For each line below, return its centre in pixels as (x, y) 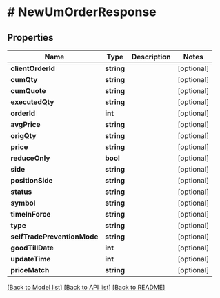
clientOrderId (33, 68)
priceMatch (30, 270)
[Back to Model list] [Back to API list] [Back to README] (86, 287)
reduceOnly (30, 158)
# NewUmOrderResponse (82, 12)
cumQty (24, 80)
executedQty (32, 102)
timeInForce (31, 214)
